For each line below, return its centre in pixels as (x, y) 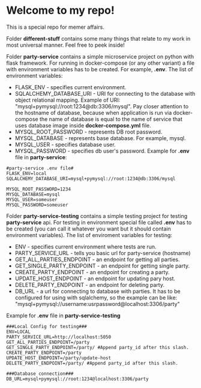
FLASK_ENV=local (26, 173)
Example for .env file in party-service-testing (64, 316)
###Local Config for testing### (46, 326)
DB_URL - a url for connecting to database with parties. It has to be (98, 291)
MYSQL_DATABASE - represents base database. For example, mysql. (100, 138)
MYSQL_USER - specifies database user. (65, 144)
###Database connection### (40, 374)
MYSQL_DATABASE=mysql (33, 194)
